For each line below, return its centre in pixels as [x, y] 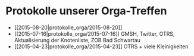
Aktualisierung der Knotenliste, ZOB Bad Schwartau [77, 40]
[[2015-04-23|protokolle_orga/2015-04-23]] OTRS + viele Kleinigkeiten [101, 46]
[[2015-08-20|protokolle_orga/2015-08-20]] [68, 27]
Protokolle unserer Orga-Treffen [86, 11]
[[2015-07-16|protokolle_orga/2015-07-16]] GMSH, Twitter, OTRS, [94, 33]
